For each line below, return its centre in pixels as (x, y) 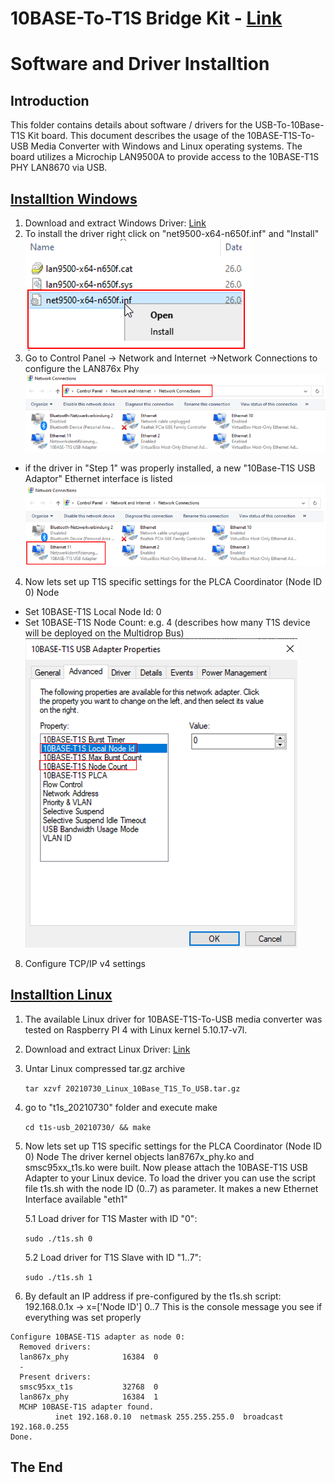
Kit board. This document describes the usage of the (136, 136)
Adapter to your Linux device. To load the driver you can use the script (170, 1178)
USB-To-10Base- (289, 125)
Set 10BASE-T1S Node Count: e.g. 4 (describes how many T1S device (167, 622)
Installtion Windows (74, 198)
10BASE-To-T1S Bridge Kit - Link (146, 18)
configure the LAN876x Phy (82, 368)
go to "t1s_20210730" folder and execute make (121, 1107)
